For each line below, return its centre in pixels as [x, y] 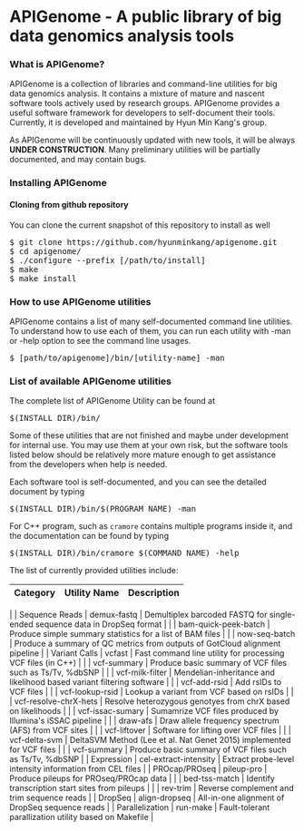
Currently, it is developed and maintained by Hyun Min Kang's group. [138, 122]
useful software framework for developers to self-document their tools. [142, 113]
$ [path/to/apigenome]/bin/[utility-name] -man [117, 357]
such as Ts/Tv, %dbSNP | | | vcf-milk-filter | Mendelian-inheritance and [142, 672]
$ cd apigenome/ [45, 251]
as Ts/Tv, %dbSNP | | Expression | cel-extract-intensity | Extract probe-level [152, 759]
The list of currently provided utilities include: [94, 571]
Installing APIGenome [58, 183]
